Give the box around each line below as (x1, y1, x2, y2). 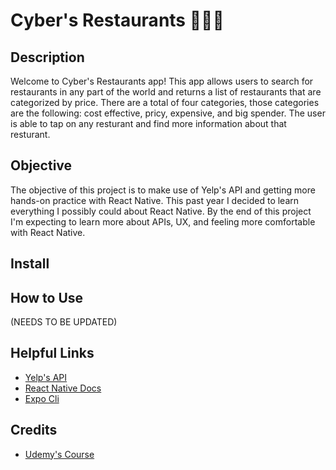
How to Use (10, 289, 84, 306)
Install (10, 255, 50, 273)
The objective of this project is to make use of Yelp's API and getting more (10, 184, 316, 196)
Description (10, 49, 85, 66)
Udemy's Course (24, 448, 95, 460)
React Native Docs (24, 382, 102, 394)
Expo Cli (24, 392, 60, 404)
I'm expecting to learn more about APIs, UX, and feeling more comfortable (10, 215, 316, 228)
